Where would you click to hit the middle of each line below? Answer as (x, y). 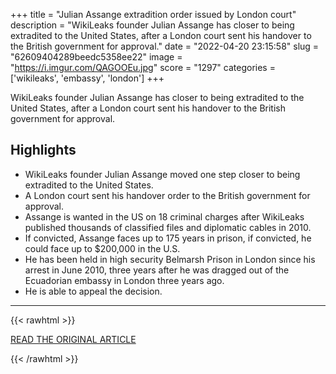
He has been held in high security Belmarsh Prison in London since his (170, 259)
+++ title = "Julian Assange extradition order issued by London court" (153, 14)
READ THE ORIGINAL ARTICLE (73, 339)
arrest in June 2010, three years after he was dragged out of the (157, 270)
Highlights (43, 150)
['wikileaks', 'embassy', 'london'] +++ (87, 78)
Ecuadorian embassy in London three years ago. (124, 280)
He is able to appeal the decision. (93, 291)
